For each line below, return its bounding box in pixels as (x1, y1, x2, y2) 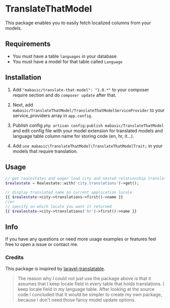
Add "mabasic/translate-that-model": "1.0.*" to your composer (12, 86, 149, 92)
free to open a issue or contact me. (5, 241, 78, 247)
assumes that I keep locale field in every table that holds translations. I (17, 281, 164, 287)
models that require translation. (12, 148, 78, 154)
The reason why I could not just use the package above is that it (17, 275, 151, 281)
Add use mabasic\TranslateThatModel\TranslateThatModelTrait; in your (12, 142, 163, 149)
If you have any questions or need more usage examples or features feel (5, 236, 157, 242)
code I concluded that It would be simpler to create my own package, (17, 291, 162, 297)
